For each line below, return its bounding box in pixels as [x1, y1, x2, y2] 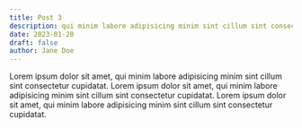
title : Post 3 [9, 13, 63, 22]
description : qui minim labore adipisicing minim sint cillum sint [9, 21, 268, 30]
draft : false [9, 38, 58, 47]
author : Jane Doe [9, 47, 75, 55]
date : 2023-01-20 [9, 30, 75, 38]
